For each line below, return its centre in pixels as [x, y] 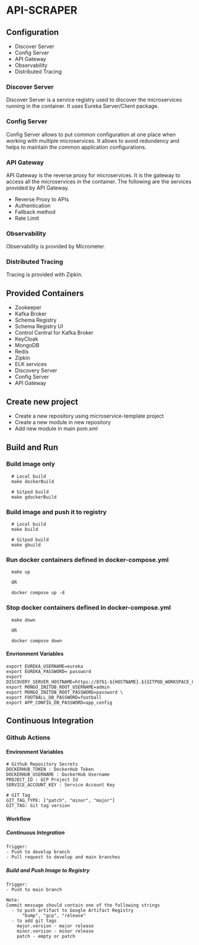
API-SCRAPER [42, 10]
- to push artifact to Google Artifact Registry [73, 910]
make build [25, 530]
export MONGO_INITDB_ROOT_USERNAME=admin [58, 687]
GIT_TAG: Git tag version [38, 806]
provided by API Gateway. [38, 188]
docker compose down [37, 640]
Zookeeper [28, 307]
